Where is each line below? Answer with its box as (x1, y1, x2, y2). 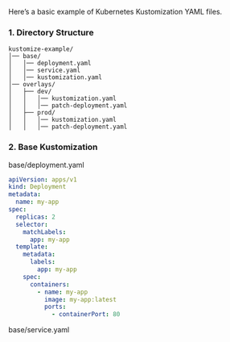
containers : (29, 280, 70, 289)
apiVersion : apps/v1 (8, 175, 78, 184)
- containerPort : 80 (51, 311, 121, 319)
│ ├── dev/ (8, 88, 52, 96)
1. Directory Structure (8, 27, 94, 38)
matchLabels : (23, 227, 67, 236)
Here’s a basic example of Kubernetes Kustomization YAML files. (8, 7, 223, 16)
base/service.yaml (8, 325, 70, 335)
